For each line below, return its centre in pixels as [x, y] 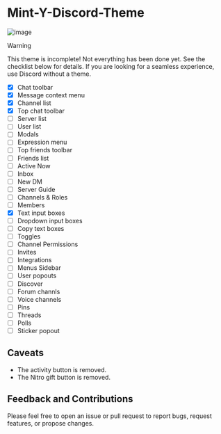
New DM [30, 182]
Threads [29, 315]
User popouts [37, 275]
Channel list [34, 103]
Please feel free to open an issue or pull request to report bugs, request [109, 416]
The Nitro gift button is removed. [64, 377]
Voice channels [39, 299]
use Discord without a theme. [49, 74]
